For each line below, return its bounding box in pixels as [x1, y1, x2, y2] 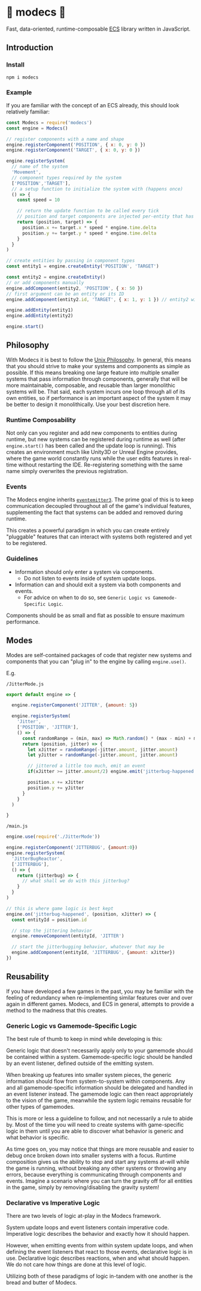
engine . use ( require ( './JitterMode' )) [6, 833, 100, 840]
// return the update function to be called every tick [17, 208, 160, 214]
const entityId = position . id [11, 917, 87, 923]
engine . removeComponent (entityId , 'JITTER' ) [11, 933, 124, 939]
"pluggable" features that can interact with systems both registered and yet [6, 533, 192, 540]
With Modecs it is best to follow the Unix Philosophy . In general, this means [6, 356, 191, 363]
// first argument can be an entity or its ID [6, 291, 124, 297]
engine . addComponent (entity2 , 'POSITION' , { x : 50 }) [6, 285, 144, 291]
